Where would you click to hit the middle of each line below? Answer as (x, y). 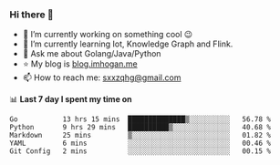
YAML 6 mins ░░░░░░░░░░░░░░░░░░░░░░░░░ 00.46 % (140, 144)
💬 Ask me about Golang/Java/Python (92, 54)
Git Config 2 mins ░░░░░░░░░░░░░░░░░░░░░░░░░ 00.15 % (140, 151)
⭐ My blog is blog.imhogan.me (80, 64)
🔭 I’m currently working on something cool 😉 (108, 35)
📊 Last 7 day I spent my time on (71, 99)
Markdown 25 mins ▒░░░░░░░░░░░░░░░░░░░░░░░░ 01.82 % (140, 136)
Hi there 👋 (32, 15)
